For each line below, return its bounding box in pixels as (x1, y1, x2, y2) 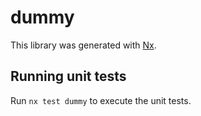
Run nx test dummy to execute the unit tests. (10, 94, 192, 106)
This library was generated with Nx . (10, 39, 157, 51)
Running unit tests (10, 68, 127, 85)
